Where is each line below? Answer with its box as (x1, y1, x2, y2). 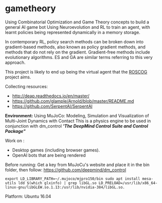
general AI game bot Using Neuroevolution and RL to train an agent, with (5, 24, 150, 30)
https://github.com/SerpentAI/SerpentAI (12, 103, 93, 109)
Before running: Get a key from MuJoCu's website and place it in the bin (5, 162, 150, 167)
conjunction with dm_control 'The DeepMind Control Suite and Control (5, 123, 148, 129)
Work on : (5, 137, 25, 144)
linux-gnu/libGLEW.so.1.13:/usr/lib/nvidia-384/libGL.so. (5, 185, 125, 190)
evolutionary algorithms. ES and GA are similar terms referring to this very (5, 54, 153, 60)
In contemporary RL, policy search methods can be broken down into (5, 38, 144, 44)
